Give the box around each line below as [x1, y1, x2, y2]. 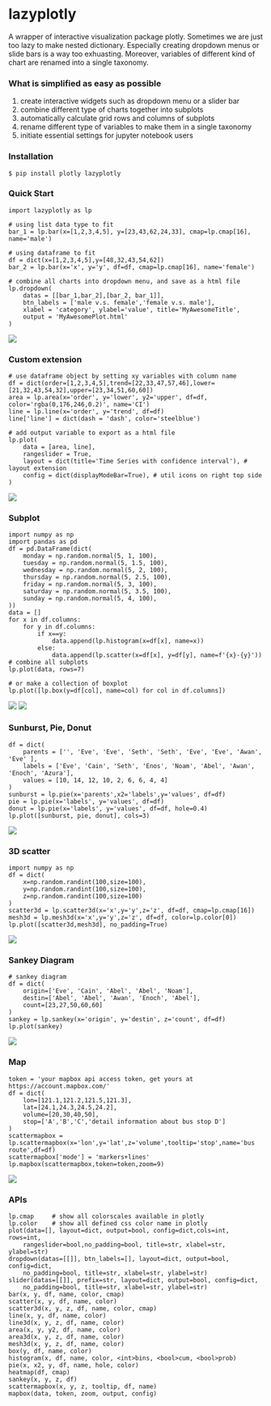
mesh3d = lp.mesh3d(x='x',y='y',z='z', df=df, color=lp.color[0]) [8, 913, 237, 922]
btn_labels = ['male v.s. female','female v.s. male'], [23, 298, 216, 306]
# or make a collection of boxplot [8, 680, 129, 688]
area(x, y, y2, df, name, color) [8, 1326, 121, 1334]
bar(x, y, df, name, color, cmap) [8, 1290, 125, 1298]
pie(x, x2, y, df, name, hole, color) [8, 1361, 139, 1370]
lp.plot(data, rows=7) [8, 665, 85, 673]
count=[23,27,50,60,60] [23, 1002, 104, 1010]
